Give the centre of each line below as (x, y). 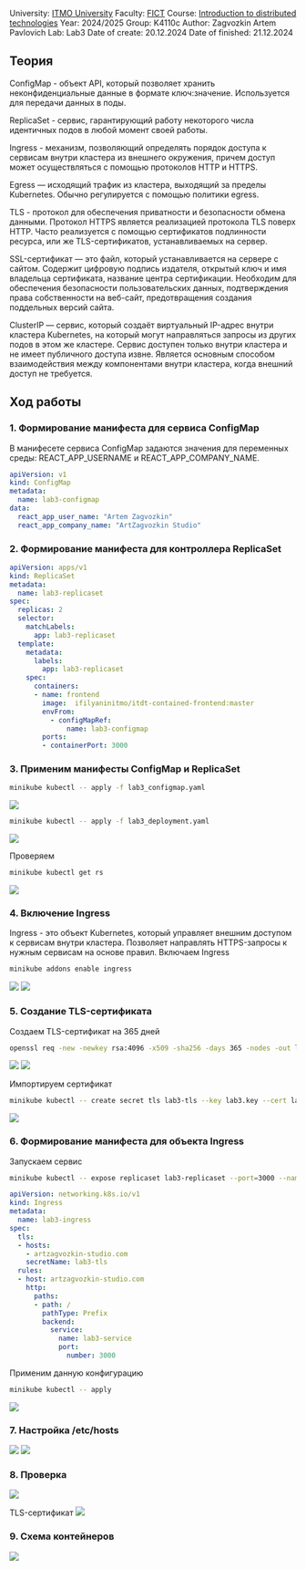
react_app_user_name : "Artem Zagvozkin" (95, 516)
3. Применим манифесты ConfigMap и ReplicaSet (125, 769)
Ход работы (46, 402)
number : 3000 (92, 1356)
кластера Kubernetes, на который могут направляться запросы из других (153, 334)
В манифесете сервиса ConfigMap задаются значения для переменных (149, 448)
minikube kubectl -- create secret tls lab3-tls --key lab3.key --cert (148, 1101)
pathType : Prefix (75, 1313)
